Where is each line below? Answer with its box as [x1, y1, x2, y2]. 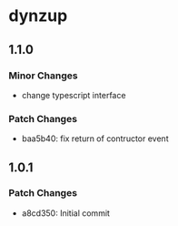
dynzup [8, 5, 68, 26]
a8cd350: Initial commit [21, 207, 111, 219]
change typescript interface [21, 89, 126, 100]
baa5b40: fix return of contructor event [21, 133, 169, 144]
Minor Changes [8, 69, 78, 82]
